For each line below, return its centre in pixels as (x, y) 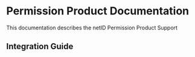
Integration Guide (40, 46)
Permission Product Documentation (98, 11)
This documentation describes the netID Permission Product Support (92, 28)
